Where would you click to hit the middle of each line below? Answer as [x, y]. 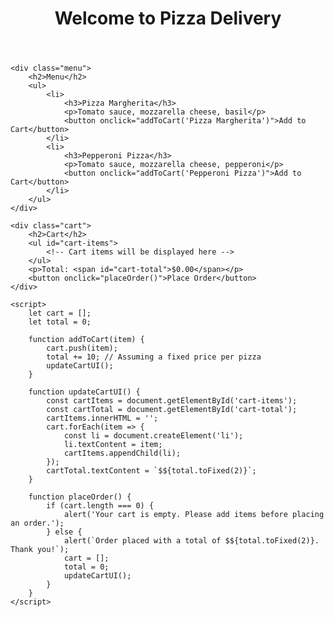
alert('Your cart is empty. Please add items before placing [194, 515]
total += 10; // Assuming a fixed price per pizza [154, 357]
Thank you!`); [40, 550]
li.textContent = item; [113, 445]
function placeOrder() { [80, 497]
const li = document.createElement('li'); [153, 436]
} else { [64, 532]
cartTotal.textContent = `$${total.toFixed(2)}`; [151, 471]
